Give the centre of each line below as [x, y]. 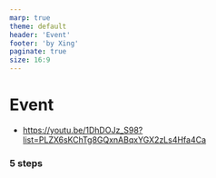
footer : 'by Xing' [44, 43]
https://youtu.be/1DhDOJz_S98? [83, 130]
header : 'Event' [40, 35]
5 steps [26, 163]
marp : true [30, 18]
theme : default [38, 26]
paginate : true [38, 52]
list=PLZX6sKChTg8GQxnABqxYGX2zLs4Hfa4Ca [114, 139]
